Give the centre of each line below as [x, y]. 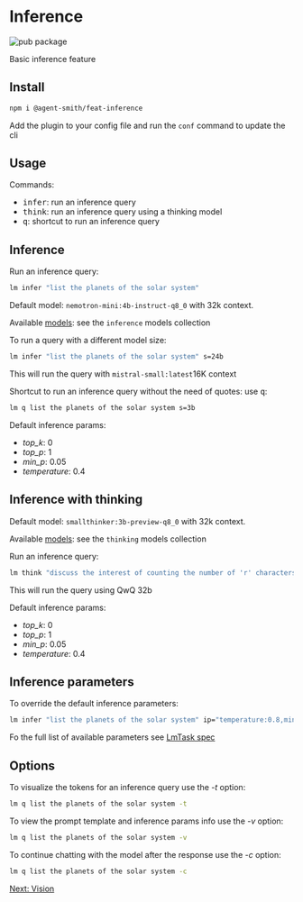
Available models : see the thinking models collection [108, 539]
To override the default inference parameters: [94, 704]
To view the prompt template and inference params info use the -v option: [147, 821]
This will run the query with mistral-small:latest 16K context [123, 374]
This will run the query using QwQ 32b [81, 590]
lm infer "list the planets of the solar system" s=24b [116, 357]
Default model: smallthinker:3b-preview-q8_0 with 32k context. [128, 521]
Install [27, 87]
